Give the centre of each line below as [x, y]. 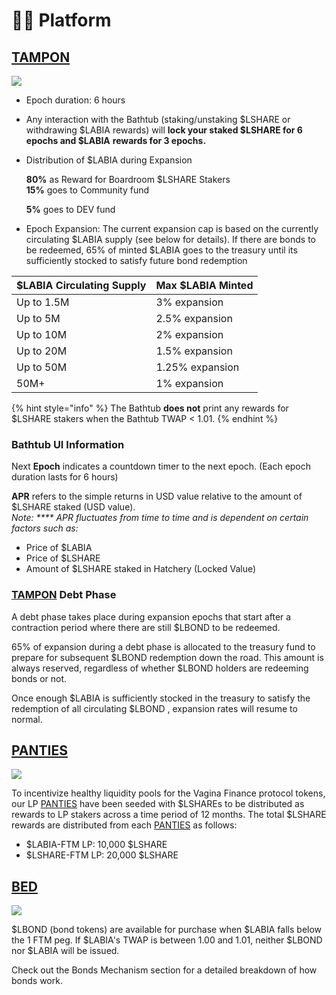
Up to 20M [42, 351]
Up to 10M [42, 334]
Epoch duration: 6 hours [75, 100]
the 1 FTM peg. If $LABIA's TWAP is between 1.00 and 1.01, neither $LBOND [167, 940]
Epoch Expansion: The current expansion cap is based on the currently [172, 228]
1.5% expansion [194, 351]
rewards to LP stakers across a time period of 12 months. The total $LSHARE [169, 815]
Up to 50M [42, 367]
